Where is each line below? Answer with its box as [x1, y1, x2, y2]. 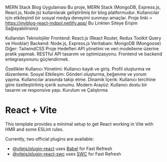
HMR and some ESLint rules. [5, 126, 64, 132]
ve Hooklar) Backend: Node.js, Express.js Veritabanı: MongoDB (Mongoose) [5, 40, 161, 46]
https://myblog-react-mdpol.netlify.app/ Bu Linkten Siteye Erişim [5, 20, 138, 26]
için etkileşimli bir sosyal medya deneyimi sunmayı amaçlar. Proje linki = [5, 15, 153, 20]
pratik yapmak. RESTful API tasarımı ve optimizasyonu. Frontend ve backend [5, 51, 163, 57]
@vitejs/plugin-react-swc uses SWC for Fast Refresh [12, 151, 121, 157]
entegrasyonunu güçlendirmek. [5, 56, 70, 62]
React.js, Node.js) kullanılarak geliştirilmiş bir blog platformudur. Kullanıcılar [5, 9, 160, 15]
